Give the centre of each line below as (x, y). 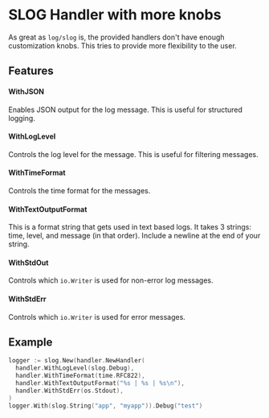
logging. (22, 118)
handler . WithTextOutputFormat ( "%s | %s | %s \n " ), (100, 383)
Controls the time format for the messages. (79, 190)
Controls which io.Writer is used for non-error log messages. (111, 280)
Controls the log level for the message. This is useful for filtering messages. (133, 154)
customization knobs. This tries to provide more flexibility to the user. (122, 45)
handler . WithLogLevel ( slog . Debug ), (75, 368)
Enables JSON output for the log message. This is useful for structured (126, 110)
